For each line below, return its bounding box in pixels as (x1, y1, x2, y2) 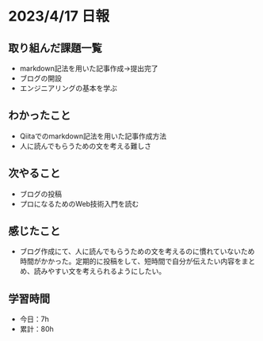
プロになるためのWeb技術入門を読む (19, 199, 139, 208)
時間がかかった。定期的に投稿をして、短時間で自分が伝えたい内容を (19, 256, 242, 266)
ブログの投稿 (19, 189, 62, 199)
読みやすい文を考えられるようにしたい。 (33, 267, 166, 276)
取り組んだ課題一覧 (8, 41, 102, 55)
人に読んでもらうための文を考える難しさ (19, 141, 152, 150)
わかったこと (8, 108, 71, 123)
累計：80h (19, 324, 54, 334)
